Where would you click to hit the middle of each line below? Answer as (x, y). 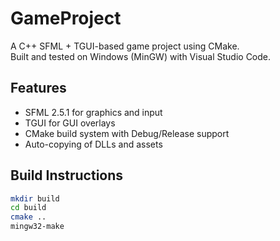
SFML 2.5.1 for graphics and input (93, 112)
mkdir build (35, 198)
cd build (28, 208)
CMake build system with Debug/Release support (127, 133)
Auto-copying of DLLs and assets (93, 144)
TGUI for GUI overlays (70, 123)
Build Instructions (67, 175)
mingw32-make (37, 227)
